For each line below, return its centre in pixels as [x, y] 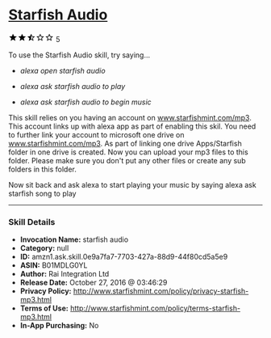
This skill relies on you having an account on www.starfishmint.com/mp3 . [130, 117]
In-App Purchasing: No [59, 326]
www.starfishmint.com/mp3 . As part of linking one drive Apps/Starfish [125, 143]
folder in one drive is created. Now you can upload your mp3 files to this [128, 152]
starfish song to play [42, 193]
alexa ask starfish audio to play [73, 86]
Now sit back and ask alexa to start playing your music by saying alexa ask [132, 184]
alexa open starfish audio [63, 70]
